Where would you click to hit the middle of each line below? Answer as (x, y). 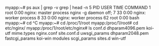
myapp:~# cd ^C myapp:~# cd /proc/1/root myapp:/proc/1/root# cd (72, 23)
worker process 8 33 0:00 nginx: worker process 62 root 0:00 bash (72, 18)
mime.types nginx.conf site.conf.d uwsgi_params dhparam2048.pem (80, 33)
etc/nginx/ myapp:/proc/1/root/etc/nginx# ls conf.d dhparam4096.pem (75, 28)
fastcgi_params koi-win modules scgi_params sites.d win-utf (65, 38)
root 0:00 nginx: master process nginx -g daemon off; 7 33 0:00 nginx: (75, 13)
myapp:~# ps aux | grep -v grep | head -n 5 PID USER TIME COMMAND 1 (78, 8)
